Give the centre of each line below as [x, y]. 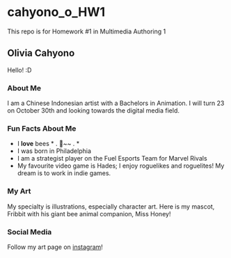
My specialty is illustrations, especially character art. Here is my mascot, [111, 207]
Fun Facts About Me [42, 128]
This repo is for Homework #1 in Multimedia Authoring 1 [87, 31]
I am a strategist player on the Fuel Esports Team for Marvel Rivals [112, 159]
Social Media [30, 232]
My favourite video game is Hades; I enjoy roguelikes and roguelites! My [121, 166]
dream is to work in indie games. [64, 173]
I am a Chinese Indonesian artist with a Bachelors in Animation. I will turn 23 [116, 103]
